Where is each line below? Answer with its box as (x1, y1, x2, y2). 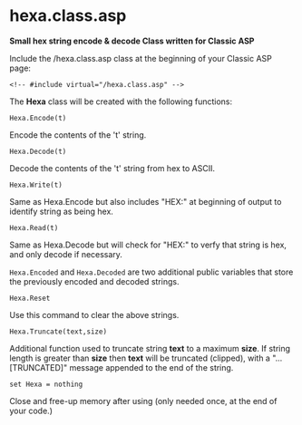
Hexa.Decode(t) (9, 147, 67, 156)
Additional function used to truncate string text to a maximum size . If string (9, 343, 291, 353)
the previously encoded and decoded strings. (9, 275, 180, 286)
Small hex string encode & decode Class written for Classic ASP (9, 35, 255, 46)
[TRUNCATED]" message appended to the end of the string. (9, 362, 234, 372)
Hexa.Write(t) (9, 180, 63, 189)
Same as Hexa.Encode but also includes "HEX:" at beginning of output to (9, 196, 282, 207)
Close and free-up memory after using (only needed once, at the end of (9, 395, 278, 406)
